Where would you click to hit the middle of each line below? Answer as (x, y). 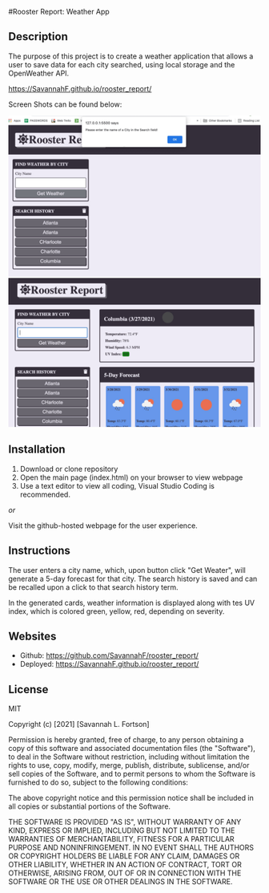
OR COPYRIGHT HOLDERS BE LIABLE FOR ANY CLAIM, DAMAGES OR (124, 856)
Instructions (39, 551)
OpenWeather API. (39, 73)
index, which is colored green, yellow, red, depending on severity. (116, 611)
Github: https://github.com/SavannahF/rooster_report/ (109, 656)
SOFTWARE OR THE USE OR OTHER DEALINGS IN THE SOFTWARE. (120, 882)
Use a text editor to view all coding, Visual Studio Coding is (117, 485)
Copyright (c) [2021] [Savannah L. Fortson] (79, 725)
